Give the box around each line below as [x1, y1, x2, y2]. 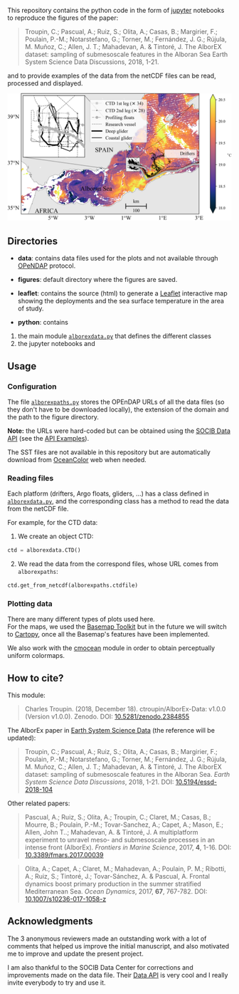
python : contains [17, 318, 69, 327]
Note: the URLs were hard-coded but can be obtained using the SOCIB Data [7, 427, 231, 435]
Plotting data [7, 598, 53, 608]
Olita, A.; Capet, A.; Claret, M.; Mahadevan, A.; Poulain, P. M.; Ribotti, [24, 864, 226, 873]
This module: [7, 691, 46, 700]
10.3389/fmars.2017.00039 [24, 851, 105, 859]
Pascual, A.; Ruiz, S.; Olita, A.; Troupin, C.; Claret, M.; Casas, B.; [24, 813, 211, 822]
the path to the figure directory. [7, 412, 100, 421]
